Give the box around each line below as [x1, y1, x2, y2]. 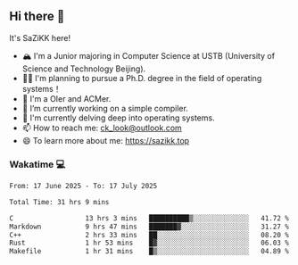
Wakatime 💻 [9, 158, 66, 170]
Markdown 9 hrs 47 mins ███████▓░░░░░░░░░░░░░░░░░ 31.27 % [9, 222, 290, 231]
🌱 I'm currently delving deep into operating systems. [21, 112, 216, 123]
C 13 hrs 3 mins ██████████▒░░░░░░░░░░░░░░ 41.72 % [9, 213, 290, 223]
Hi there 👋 [9, 9, 65, 24]
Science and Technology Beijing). [21, 63, 146, 74]
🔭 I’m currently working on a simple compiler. [21, 103, 189, 113]
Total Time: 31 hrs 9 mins [9, 197, 110, 206]
